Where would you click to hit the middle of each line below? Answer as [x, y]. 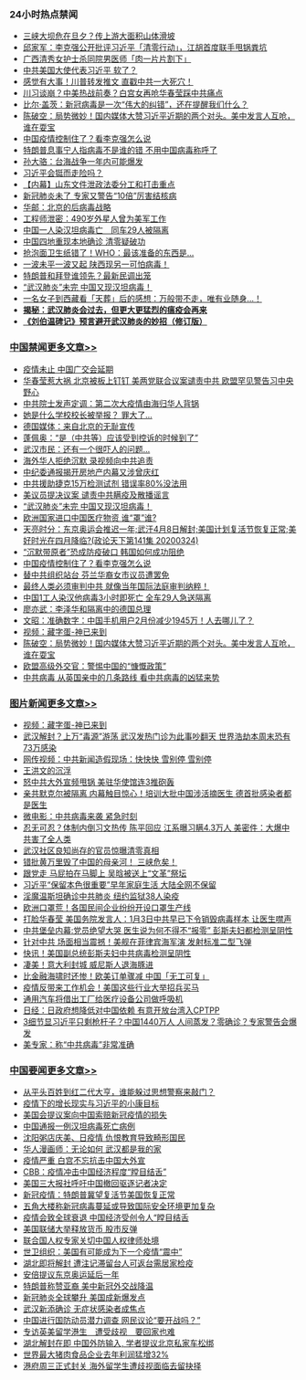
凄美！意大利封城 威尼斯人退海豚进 [88, 964]
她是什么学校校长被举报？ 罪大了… [87, 415]
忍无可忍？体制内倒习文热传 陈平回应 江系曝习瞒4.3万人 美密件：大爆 [152, 827]
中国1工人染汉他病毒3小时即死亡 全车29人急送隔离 [117, 597]
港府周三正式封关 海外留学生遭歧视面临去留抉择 [112, 1366]
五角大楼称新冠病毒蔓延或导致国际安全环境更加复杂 [119, 1206]
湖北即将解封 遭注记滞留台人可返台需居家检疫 [108, 1263]
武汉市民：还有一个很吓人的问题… [86, 448]
